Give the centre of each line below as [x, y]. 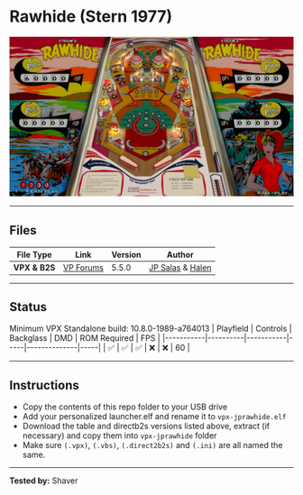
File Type [34, 254]
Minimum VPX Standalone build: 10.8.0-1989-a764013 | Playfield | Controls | [151, 329]
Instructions [44, 385]
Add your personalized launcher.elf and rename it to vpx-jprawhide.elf [154, 417]
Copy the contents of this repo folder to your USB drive [125, 407]
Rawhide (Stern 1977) [91, 17]
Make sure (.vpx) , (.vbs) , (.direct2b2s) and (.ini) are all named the [152, 445]
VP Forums [83, 267]
